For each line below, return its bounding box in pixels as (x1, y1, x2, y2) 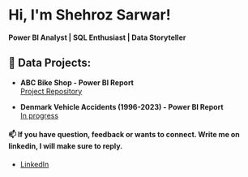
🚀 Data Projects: (8, 56, 92, 70)
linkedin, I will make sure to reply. (8, 141, 123, 151)
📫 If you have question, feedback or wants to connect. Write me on (8, 130, 241, 140)
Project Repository (19, 86, 83, 96)
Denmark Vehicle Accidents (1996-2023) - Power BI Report (19, 101, 224, 111)
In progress (19, 110, 59, 120)
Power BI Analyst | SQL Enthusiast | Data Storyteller (8, 32, 186, 42)
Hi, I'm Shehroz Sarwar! (8, 6, 172, 24)
